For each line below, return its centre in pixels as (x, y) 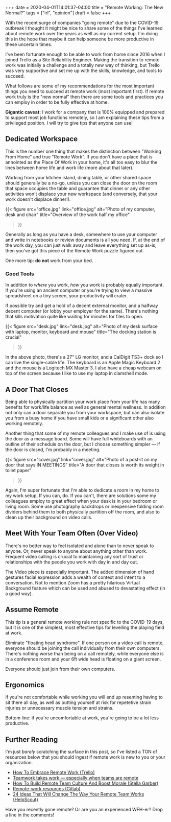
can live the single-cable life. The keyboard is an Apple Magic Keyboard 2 (83, 363)
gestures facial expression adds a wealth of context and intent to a (75, 577)
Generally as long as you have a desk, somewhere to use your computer (81, 234)
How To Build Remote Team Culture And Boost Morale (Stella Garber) (86, 783)
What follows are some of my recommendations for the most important (80, 86)
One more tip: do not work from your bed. (49, 261)
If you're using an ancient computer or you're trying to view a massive (79, 290)
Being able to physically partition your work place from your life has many (83, 402)
